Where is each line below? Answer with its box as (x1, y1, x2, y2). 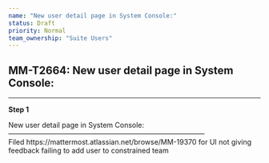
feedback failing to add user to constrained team (8, 145, 170, 156)
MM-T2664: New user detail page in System (8, 63, 234, 77)
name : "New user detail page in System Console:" (8, 11, 178, 20)
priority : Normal (8, 26, 66, 34)
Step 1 (8, 105, 30, 114)
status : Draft (8, 19, 56, 27)
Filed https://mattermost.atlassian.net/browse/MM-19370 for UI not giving (8, 137, 252, 147)
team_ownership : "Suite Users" (8, 34, 113, 42)
